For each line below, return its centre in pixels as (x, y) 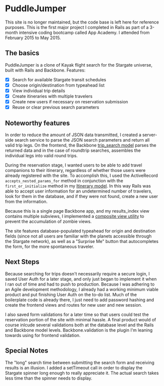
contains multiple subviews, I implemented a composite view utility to (75, 216)
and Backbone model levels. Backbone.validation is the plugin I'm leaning (79, 330)
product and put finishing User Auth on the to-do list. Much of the (71, 294)
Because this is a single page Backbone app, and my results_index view (77, 211)
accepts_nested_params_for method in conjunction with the (64, 181)
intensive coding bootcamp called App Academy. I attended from (84, 32)
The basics (22, 53)
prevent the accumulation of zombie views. (48, 221)
